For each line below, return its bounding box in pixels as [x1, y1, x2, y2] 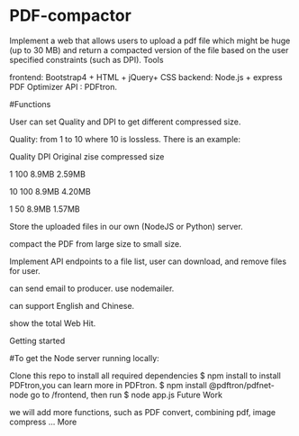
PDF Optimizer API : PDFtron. [9, 81, 117, 92]
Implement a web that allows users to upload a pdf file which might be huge [9, 35, 291, 46]
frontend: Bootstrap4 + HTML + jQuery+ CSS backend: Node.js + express [9, 71, 283, 82]
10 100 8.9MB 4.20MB [9, 186, 92, 196]
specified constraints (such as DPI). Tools [9, 54, 164, 65]
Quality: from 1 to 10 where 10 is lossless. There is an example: [9, 133, 241, 144]
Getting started [9, 335, 66, 346]
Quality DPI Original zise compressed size [9, 150, 165, 162]
